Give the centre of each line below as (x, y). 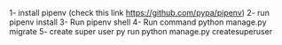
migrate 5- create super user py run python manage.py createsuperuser (141, 31)
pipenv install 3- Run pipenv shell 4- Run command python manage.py (138, 22)
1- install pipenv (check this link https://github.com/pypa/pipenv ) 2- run (140, 13)
